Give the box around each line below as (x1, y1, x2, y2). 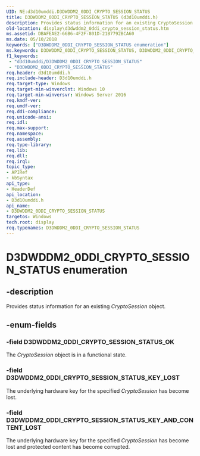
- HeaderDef (6, 186, 36, 192)
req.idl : (6, 120, 28, 126)
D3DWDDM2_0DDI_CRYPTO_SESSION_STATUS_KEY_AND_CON (6, 415, 193, 424)
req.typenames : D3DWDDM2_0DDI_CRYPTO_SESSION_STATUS (6, 225, 140, 231)
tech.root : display (6, 219, 55, 225)
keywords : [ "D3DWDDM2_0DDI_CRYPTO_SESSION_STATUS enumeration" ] (6, 42, 169, 48)
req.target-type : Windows (6, 81, 70, 87)
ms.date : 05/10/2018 (6, 36, 58, 42)
